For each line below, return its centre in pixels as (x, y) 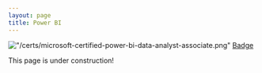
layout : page (30, 15)
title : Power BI (35, 23)
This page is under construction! (61, 60)
